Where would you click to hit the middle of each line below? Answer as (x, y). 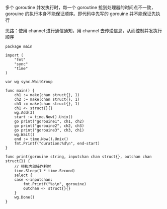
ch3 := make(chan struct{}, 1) (47, 104)
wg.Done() (25, 197)
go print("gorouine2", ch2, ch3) (49, 126)
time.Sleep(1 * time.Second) (45, 171)
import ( (14, 55)
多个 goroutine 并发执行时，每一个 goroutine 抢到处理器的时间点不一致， (80, 7)
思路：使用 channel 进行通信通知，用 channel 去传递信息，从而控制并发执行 (84, 31)
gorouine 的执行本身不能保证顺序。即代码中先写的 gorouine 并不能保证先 (80, 14)
